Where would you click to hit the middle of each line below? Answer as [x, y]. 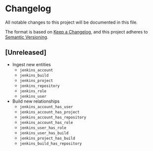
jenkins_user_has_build [44, 133]
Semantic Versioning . [27, 37]
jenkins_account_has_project [50, 112]
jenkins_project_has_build [47, 138]
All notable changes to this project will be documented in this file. [72, 22]
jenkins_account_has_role [46, 122]
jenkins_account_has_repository [53, 117]
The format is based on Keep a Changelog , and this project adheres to [76, 32]
